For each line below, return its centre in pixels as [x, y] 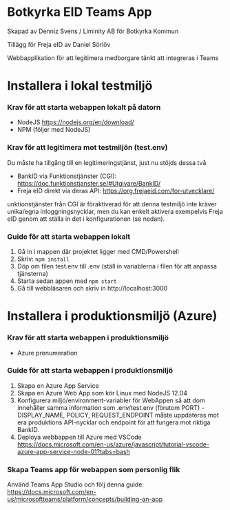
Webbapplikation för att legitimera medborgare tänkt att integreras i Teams [113, 58]
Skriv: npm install [43, 259]
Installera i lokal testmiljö [80, 86]
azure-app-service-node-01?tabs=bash [74, 451]
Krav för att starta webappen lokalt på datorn [84, 108]
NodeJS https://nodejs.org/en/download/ [75, 122]
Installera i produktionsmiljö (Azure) [112, 316]
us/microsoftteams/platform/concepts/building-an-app [85, 499]
